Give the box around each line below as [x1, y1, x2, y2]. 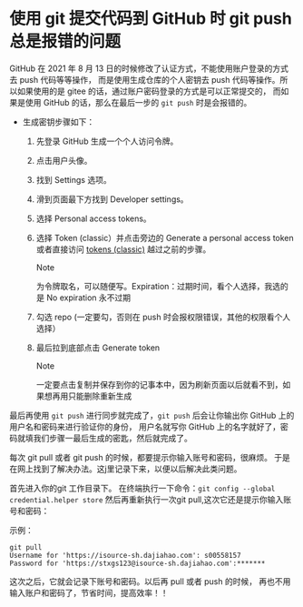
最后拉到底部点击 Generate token [35, 342, 161, 353]
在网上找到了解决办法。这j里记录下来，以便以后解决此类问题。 [9, 463, 242, 474]
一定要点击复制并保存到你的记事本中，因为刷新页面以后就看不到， [35, 379, 283, 389]
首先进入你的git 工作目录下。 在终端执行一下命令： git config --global [9, 482, 276, 493]
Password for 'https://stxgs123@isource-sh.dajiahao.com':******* [9, 559, 266, 568]
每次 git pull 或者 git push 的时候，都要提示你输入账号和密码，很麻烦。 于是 [9, 451, 290, 462]
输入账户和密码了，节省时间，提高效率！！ [9, 587, 169, 598]
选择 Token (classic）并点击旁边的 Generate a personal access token [35, 232, 295, 243]
